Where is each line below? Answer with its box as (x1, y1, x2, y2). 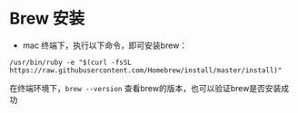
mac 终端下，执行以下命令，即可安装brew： (22, 40, 188, 51)
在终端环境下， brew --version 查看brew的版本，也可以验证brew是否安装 (9, 82, 282, 93)
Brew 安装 (9, 8, 84, 29)
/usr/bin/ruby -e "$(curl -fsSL (9, 58, 132, 67)
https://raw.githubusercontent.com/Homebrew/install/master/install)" (9, 65, 283, 75)
